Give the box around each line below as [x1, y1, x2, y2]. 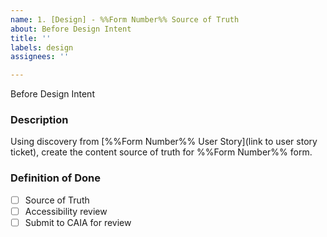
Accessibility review [24, 205, 108, 217]
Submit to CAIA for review [24, 216, 132, 228]
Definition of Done [10, 171, 101, 185]
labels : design [10, 42, 74, 53]
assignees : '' [10, 52, 70, 62]
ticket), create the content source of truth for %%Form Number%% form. [10, 146, 313, 158]
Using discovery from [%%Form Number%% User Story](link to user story [10, 136, 318, 148]
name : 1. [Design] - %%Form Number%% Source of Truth [10, 14, 240, 25]
